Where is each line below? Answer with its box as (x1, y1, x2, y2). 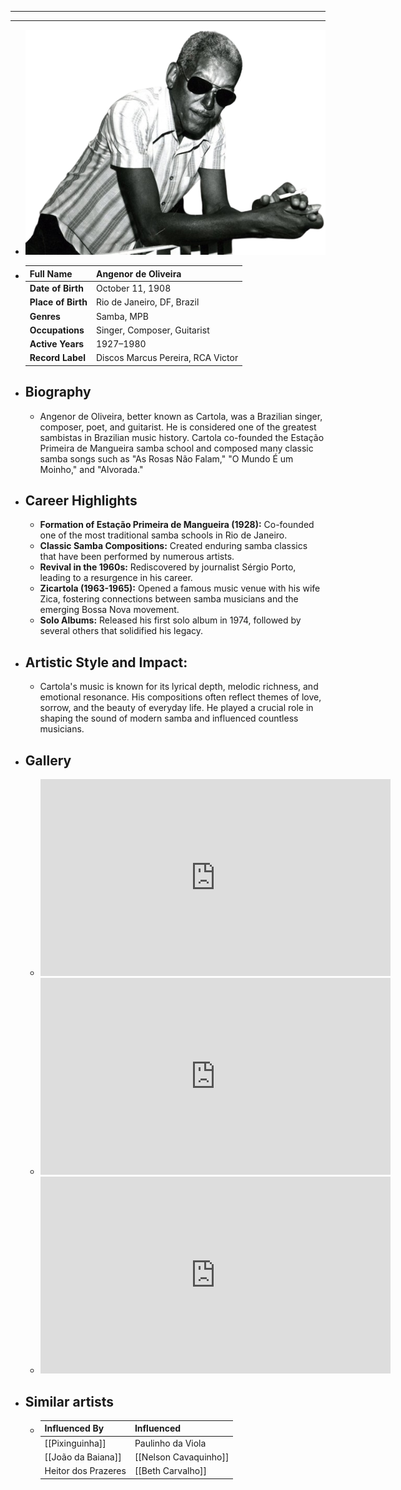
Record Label (29, 352, 86, 364)
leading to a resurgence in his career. (39, 572, 193, 584)
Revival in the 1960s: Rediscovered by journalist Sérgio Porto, (39, 561, 297, 573)
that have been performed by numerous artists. (39, 551, 235, 563)
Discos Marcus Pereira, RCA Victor (95, 352, 239, 364)
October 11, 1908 (95, 282, 172, 295)
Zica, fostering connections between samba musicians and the (39, 593, 299, 605)
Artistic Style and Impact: (24, 654, 188, 671)
